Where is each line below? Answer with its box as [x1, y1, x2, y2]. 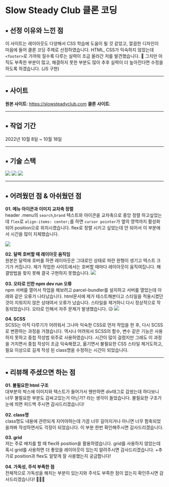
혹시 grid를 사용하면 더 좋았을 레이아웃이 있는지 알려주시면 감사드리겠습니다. [5, 447, 154, 453]
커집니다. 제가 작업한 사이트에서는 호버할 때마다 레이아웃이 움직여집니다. [14, 264, 156, 270]
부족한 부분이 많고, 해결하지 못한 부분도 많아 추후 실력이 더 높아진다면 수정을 [14, 59, 163, 65]
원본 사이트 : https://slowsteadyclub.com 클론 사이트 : [5, 101, 111, 107]
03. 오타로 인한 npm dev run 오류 [5, 281, 72, 287]
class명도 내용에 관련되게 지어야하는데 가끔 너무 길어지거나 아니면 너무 [5, 418, 144, 424]
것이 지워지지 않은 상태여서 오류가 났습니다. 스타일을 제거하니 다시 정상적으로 [5, 300, 156, 306]
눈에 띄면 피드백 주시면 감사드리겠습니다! [5, 401, 84, 408]
